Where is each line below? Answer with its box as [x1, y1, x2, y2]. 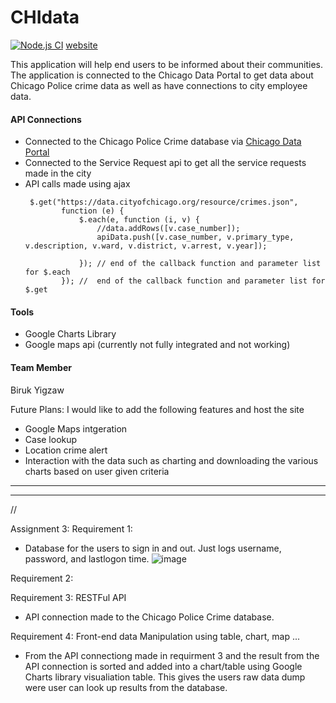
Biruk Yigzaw [10, 384, 65, 396]
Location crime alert [24, 444, 108, 456]
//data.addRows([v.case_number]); [96, 224, 241, 234]
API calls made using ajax [24, 178, 131, 190]
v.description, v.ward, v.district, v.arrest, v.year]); [24, 241, 268, 251]
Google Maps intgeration [24, 422, 128, 435]
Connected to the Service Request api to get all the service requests [24, 157, 307, 169]
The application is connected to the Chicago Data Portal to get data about [10, 69, 314, 81]
